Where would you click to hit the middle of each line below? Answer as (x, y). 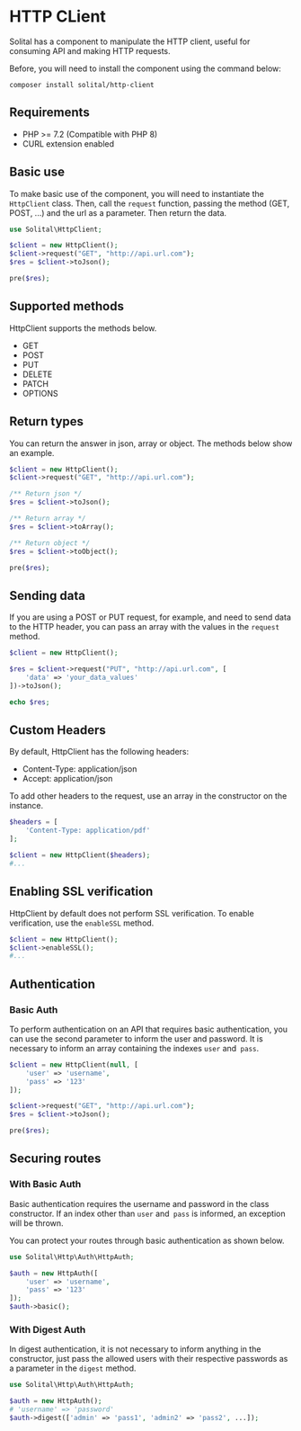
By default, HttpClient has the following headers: (99, 752)
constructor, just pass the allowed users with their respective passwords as (149, 1359)
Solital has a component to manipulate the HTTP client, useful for (130, 41)
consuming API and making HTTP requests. (90, 50)
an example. (32, 452)
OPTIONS (40, 393)
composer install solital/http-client (82, 85)
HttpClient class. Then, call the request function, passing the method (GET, (150, 203)
